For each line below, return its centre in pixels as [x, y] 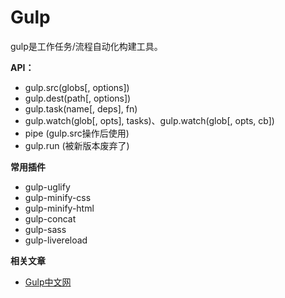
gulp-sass [45, 229]
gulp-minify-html [59, 208]
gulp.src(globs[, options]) [77, 87]
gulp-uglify [47, 187]
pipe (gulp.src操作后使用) [77, 133]
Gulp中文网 [48, 282]
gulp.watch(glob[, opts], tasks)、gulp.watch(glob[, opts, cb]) [149, 120]
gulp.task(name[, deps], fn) [81, 108]
